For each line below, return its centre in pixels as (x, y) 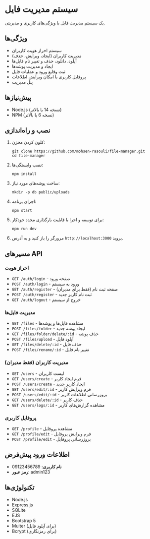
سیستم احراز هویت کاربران (37, 50)
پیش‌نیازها (18, 98)
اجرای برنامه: (24, 201)
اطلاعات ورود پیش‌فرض (37, 455)
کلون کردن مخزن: (28, 142)
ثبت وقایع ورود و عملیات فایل (38, 71)
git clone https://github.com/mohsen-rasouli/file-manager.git (78, 151)
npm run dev (24, 229)
